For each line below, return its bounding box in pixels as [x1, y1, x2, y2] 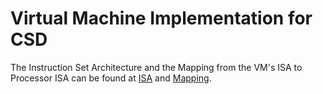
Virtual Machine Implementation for [10, 7, 313, 30]
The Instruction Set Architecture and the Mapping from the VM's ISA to [10, 61, 303, 73]
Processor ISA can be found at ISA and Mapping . [10, 72, 212, 84]
